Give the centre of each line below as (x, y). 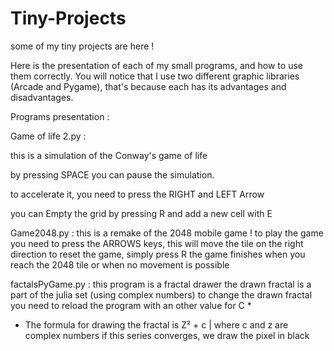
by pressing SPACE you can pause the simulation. (112, 174)
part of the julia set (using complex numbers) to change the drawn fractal (161, 294)
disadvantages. (42, 97)
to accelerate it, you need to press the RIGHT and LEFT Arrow (137, 194)
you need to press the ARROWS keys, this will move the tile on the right (157, 243)
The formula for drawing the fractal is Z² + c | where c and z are (156, 324)
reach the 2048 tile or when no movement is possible (120, 264)
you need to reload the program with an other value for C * (131, 305)
